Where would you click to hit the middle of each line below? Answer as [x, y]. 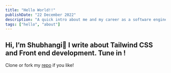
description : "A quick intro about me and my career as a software [78, 19]
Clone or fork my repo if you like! [40, 65]
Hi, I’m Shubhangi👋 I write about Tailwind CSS [79, 45]
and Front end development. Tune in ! [66, 53]
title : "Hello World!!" [31, 10]
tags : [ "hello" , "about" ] [33, 24]
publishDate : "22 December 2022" [41, 15]
